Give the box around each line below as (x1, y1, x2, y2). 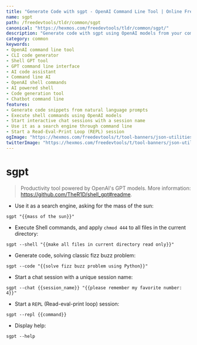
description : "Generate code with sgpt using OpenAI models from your (6, 31, 182, 36)
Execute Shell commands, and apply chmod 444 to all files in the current (14, 224, 186, 231)
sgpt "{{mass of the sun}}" (6, 213, 75, 219)
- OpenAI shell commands (6, 80, 67, 86)
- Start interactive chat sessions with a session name (6, 118, 145, 124)
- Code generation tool (6, 91, 64, 96)
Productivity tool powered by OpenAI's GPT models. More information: (20, 185, 191, 192)
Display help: (14, 321, 46, 329)
